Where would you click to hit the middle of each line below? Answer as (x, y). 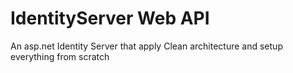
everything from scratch (60, 56)
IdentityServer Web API (110, 18)
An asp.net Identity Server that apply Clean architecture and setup (146, 46)
